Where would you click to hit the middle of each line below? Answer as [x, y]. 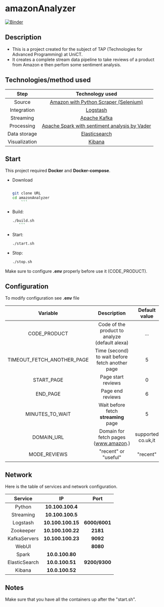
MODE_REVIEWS [48, 454]
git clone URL [26, 193]
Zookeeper [23, 531]
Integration [22, 110]
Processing [22, 126]
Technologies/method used [48, 80]
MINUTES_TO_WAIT [48, 414]
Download [22, 180]
